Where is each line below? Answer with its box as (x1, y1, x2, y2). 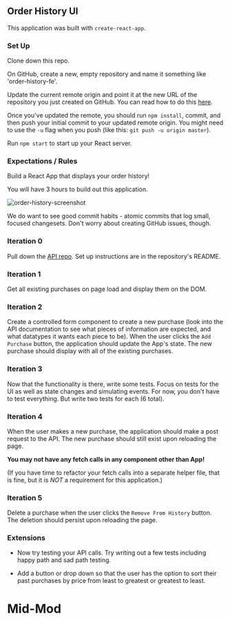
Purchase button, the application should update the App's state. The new (7, 340, 212, 348)
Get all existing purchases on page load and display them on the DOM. (7, 285, 207, 293)
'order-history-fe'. (7, 77, 58, 85)
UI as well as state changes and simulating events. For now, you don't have (7, 387, 220, 395)
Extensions (7, 533, 46, 543)
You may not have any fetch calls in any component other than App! (7, 455, 205, 463)
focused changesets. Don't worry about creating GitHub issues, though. (7, 220, 211, 228)
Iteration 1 (7, 269, 41, 279)
